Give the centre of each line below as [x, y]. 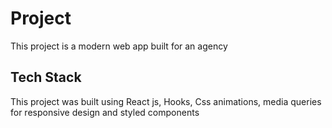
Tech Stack [46, 77]
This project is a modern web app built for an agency [119, 46]
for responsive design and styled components [105, 112]
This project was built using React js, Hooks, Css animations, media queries [166, 101]
